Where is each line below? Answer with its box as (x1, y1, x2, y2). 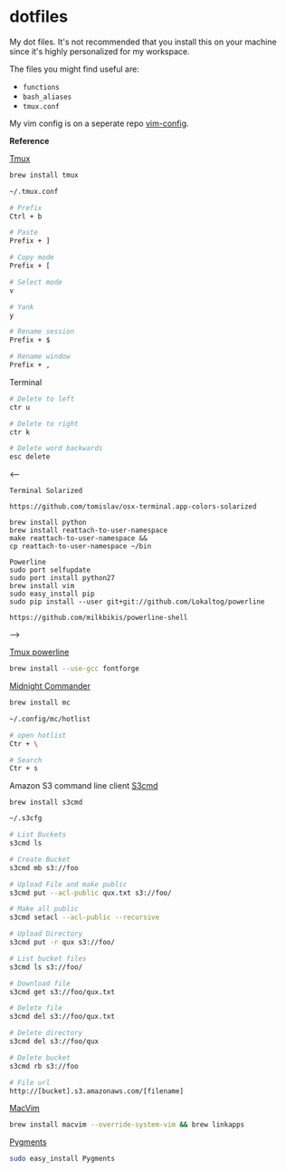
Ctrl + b (9, 211, 43, 221)
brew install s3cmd (9, 798, 83, 808)
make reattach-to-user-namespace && (9, 534, 148, 543)
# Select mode (9, 277, 63, 286)
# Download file (9, 979, 71, 988)
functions (22, 82, 61, 92)
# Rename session (9, 327, 75, 336)
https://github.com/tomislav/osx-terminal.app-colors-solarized (9, 502, 257, 511)
